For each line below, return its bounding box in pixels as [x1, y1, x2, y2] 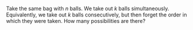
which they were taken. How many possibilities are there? [6, 18, 146, 24]
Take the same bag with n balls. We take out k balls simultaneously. [6, 5, 169, 12]
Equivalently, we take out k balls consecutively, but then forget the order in [6, 11, 187, 18]
